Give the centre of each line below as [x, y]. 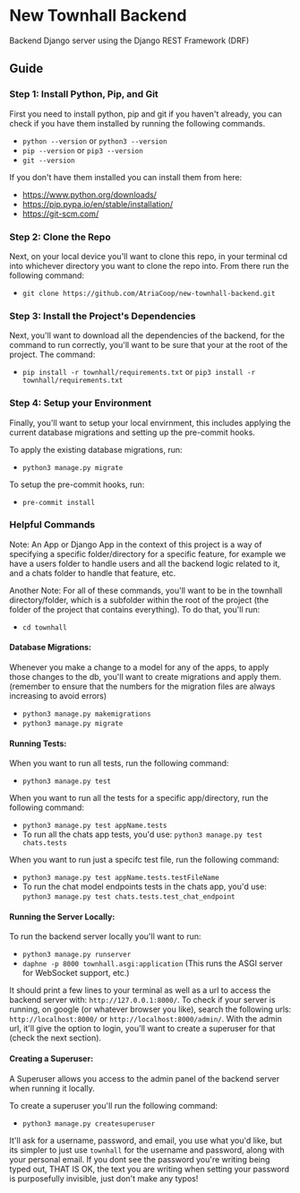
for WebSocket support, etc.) [76, 973]
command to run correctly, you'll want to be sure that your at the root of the [149, 345]
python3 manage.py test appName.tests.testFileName [120, 878]
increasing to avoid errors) [58, 696]
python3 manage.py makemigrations [86, 714]
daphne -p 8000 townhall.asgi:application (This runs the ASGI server [153, 963]
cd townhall [44, 627]
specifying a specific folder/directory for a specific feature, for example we [148, 553]
